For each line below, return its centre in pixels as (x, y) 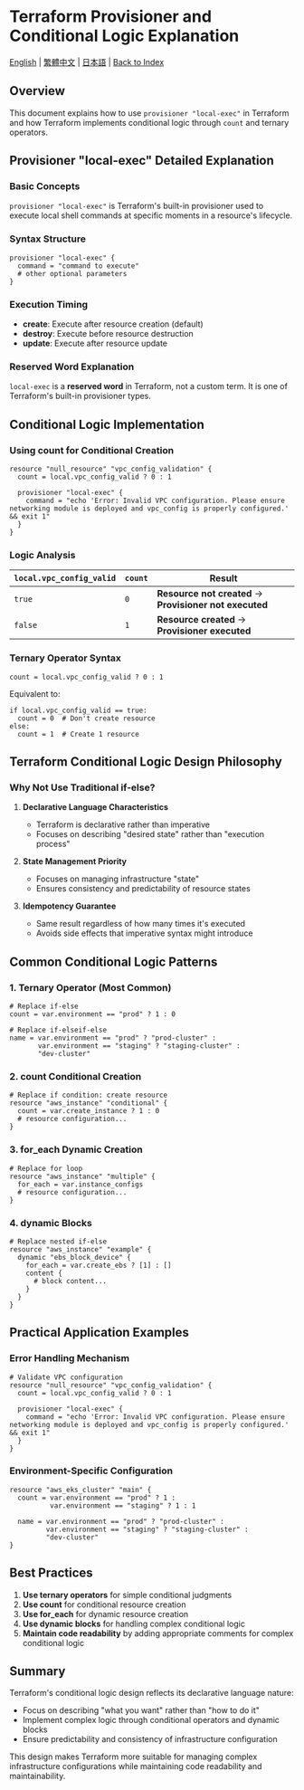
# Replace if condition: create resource (89, 1095)
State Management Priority (75, 862)
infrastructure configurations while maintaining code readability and (136, 1766)
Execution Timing (49, 304)
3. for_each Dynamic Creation (76, 1149)
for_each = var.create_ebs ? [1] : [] (99, 1265)
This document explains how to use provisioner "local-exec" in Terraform (149, 113)
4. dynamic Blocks (51, 1223)
